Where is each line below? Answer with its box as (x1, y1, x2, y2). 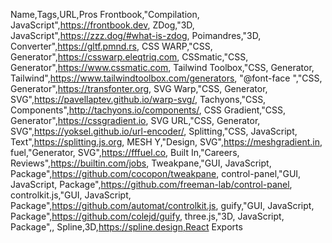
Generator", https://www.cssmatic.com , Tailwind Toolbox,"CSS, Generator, (10, 62, 315, 73)
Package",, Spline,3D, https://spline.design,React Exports (10, 221, 243, 233)
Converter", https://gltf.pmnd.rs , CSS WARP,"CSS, (10, 40, 213, 52)
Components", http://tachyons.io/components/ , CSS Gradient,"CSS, (10, 104, 286, 116)
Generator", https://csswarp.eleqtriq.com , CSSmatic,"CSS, (10, 51, 249, 63)
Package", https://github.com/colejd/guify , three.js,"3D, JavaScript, (10, 210, 285, 222)
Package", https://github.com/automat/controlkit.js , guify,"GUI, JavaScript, (10, 200, 315, 211)
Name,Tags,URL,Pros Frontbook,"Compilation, (10, 9, 200, 20)
